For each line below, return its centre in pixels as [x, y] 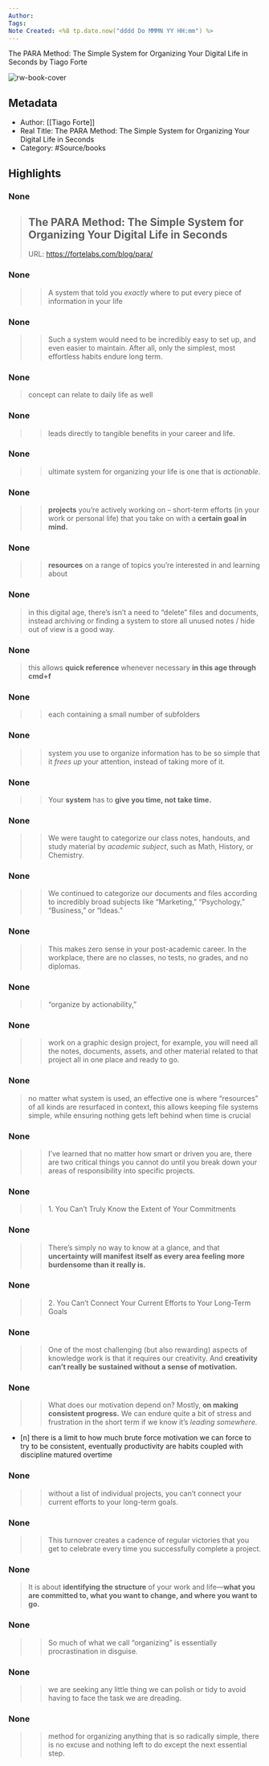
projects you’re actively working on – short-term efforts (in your [153, 510]
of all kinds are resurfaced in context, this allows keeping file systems [143, 1107]
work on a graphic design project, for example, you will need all [153, 1043]
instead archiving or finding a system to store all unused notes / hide [141, 621]
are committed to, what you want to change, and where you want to [143, 1596]
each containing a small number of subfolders [124, 715]
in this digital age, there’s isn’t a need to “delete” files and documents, [143, 612]
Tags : [17, 23]
